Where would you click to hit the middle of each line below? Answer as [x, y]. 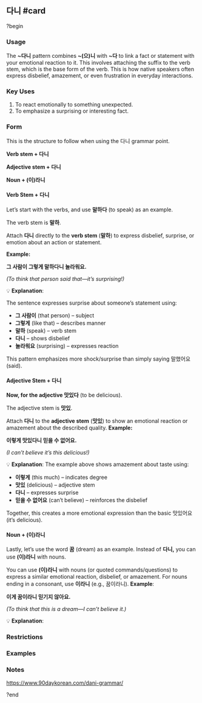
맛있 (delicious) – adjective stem [55, 485]
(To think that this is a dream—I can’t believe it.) [66, 609]
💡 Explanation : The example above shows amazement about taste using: [98, 464]
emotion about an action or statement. [54, 242]
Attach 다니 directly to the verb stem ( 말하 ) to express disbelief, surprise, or [100, 235]
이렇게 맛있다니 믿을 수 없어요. [42, 440]
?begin [15, 26]
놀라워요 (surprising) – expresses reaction [67, 345]
